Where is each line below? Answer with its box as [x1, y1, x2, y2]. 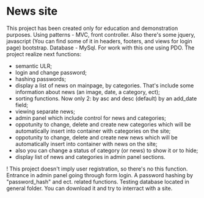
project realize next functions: [6, 50, 82, 57]
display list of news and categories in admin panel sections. [15, 153, 166, 160]
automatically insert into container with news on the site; [15, 140, 158, 147]
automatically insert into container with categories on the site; [15, 127, 171, 134]
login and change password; [15, 68, 87, 76]
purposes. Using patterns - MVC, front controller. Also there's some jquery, [6, 31, 195, 38]
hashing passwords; [15, 75, 66, 82]
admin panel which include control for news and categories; [15, 114, 166, 122]
